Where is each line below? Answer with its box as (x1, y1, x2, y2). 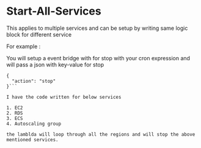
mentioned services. (6, 136, 59, 143)
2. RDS (6, 110, 23, 116)
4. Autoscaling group (6, 121, 62, 127)
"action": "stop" (12, 78, 56, 84)
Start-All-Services (6, 4, 102, 18)
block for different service (6, 30, 72, 38)
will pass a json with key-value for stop (6, 61, 104, 68)
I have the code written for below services (6, 94, 122, 100)
